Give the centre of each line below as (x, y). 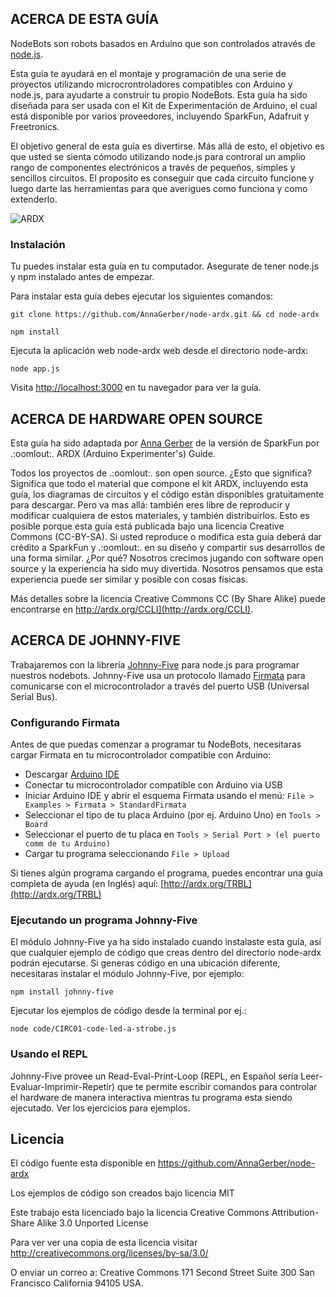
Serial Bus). (34, 696)
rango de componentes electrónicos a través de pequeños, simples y (153, 167)
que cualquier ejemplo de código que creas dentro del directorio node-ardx (166, 953)
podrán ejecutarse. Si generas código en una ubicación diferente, (145, 963)
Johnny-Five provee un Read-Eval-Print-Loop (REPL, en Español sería (154, 1076)
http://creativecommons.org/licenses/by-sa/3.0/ (109, 1253)
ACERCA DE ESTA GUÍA (85, 19)
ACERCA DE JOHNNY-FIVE (96, 640)
